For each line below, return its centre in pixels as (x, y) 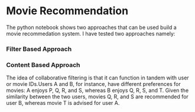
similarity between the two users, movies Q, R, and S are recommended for (97, 97)
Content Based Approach (43, 65)
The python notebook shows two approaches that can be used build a (92, 27)
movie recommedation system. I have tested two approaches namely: (91, 33)
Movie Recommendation (67, 11)
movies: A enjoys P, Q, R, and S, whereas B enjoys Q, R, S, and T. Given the (97, 91)
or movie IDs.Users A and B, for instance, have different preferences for (94, 84)
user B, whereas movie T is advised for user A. (63, 103)
